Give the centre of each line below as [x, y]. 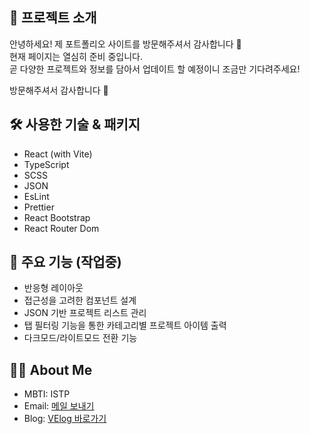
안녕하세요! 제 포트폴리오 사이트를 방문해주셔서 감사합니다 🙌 [125, 44]
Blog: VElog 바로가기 [65, 419]
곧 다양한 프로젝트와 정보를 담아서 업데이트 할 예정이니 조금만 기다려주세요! [155, 69]
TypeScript [46, 164]
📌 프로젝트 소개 [53, 18]
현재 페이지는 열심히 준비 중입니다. [76, 56]
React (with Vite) [58, 154]
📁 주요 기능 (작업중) [65, 262]
